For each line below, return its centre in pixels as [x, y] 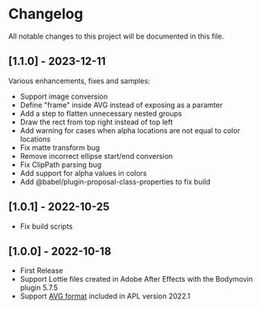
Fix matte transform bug [60, 147]
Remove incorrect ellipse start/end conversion [96, 156]
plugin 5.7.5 [39, 288]
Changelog [46, 14]
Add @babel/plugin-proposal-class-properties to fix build [115, 181]
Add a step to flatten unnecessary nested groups [101, 113]
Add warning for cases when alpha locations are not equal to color [130, 130]
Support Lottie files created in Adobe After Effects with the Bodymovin [136, 279]
